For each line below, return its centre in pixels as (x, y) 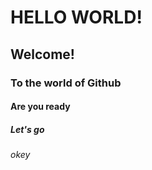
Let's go (27, 129)
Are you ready (40, 107)
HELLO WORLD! (76, 17)
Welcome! (42, 54)
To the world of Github (66, 83)
